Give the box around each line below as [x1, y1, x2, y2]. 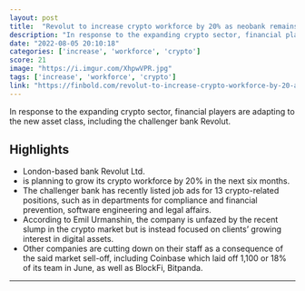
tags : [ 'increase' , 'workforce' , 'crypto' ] [9, 73, 177, 82]
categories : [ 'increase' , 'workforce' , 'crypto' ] [9, 47, 202, 56]
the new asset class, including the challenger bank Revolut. [9, 115, 231, 126]
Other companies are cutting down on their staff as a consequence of [22, 243, 284, 255]
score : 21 [9, 55, 47, 65]
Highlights [9, 142, 70, 157]
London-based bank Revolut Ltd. [22, 166, 145, 177]
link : [9, 81, 30, 90]
